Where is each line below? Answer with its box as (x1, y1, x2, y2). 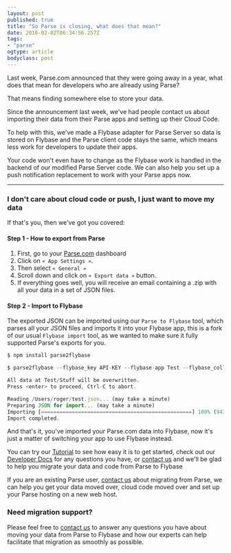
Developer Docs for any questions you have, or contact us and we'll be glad (7, 455, 222, 464)
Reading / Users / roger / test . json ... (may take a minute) (7, 396, 170, 403)
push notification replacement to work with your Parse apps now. (7, 170, 192, 179)
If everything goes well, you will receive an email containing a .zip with (16, 279, 217, 287)
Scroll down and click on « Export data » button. (16, 271, 157, 280)
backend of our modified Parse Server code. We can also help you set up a (7, 163, 220, 172)
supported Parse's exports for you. (7, 339, 107, 347)
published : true (7, 16, 54, 23)
